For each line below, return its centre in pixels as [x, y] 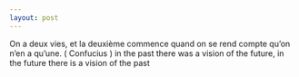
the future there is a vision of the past [80, 63]
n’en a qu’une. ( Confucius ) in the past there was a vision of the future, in [147, 53]
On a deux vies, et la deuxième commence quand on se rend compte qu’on [150, 43]
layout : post [34, 18]
